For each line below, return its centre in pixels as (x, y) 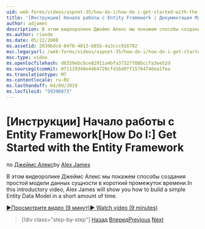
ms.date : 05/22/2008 (33, 40)
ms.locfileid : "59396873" (39, 92)
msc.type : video (27, 57)
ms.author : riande (30, 35)
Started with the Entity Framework (95, 148)
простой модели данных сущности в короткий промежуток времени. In (99, 183)
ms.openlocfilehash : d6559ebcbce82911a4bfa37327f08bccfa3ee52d (88, 63)
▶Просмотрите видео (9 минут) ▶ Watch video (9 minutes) (82, 208)
